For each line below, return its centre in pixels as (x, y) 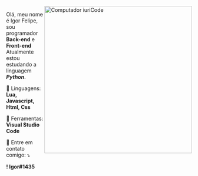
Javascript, (20, 101)
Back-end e (21, 39)
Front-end (19, 46)
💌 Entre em (19, 142)
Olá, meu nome (24, 14)
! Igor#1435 (21, 167)
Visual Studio (23, 125)
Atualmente (20, 52)
